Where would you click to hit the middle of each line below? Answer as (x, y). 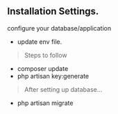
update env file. (40, 42)
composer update (43, 68)
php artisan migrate (45, 103)
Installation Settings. (53, 11)
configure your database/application (59, 28)
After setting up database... (63, 89)
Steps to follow (45, 55)
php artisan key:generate (53, 76)
